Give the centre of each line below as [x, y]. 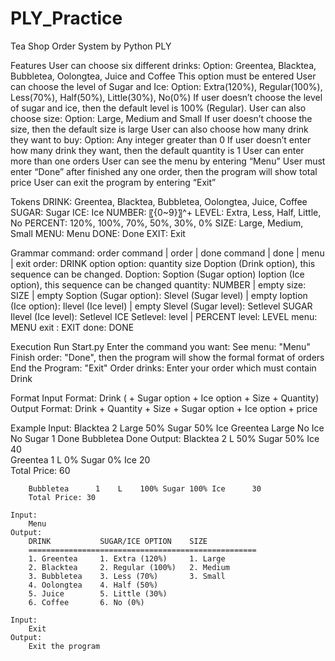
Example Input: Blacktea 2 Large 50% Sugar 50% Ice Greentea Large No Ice [167, 428]
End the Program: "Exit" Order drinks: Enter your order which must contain [163, 368]
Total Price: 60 [40, 470]
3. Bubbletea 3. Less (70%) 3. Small [127, 576]
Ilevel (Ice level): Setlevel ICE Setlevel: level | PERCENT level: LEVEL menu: [164, 316]
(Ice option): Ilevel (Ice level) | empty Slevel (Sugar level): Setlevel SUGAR [161, 306]
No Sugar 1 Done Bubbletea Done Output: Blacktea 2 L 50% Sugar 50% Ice [165, 438]
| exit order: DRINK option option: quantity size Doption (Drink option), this [163, 263]
